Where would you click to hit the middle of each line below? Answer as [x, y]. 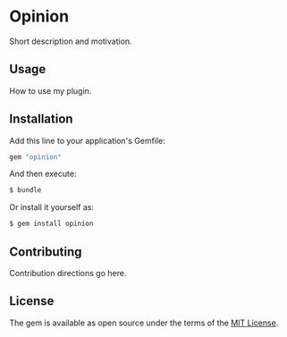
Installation [41, 119]
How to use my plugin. [51, 90]
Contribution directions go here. [68, 273]
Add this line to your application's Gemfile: [87, 140]
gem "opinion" [36, 157]
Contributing [46, 252]
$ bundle [25, 190]
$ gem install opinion [51, 224]
